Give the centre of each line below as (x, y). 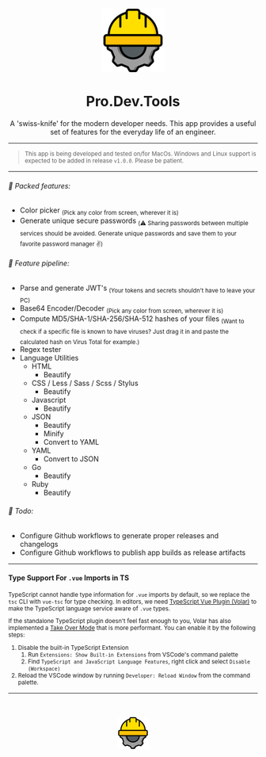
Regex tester (40, 350)
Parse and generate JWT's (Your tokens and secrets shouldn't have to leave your (137, 289)
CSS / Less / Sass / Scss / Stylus (85, 383)
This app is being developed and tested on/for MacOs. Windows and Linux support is (141, 154)
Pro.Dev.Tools (133, 102)
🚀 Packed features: (40, 185)
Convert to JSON (71, 459)
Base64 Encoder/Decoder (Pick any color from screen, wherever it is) (122, 309)
